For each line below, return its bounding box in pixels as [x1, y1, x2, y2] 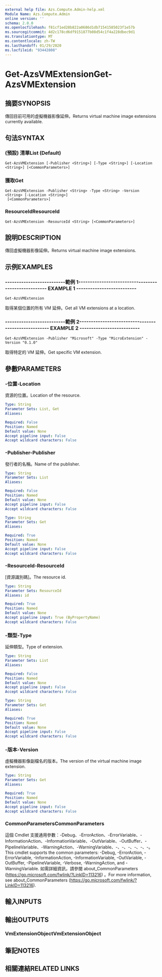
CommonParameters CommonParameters [5, 820, 105, 827]
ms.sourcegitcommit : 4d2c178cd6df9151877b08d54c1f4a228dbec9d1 [5, 30, 135, 34]
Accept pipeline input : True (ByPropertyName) [5, 615, 101, 620]
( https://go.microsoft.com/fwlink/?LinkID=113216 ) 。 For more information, [5, 871, 151, 878]
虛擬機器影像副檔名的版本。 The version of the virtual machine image [5, 758, 142, 764]
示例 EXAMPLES [5, 263, 53, 271]
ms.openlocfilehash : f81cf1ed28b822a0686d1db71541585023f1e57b [5, 25, 135, 30]
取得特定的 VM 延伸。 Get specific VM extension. [5, 349, 102, 355]
